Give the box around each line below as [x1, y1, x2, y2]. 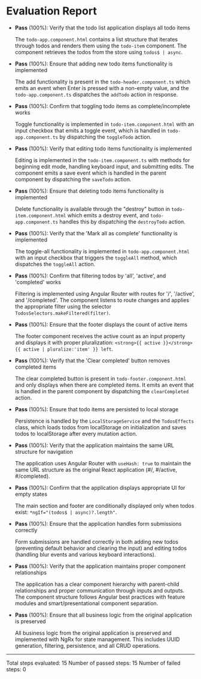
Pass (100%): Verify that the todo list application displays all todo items [14, 24, 190, 31]
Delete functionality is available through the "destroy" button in [14, 205, 170, 213]
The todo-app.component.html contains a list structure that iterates [14, 35, 178, 43]
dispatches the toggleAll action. [14, 260, 96, 268]
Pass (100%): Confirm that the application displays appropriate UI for [14, 484, 185, 491]
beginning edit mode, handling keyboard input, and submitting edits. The [14, 163, 194, 170]
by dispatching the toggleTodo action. [59, 133, 152, 140]
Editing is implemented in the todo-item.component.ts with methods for [14, 156, 190, 163]
